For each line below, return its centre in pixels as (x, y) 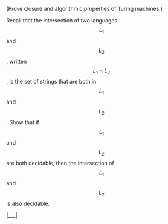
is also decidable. (28, 204)
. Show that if (23, 122)
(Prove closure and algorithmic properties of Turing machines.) (85, 9)
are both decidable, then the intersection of (60, 163)
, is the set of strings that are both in (51, 82)
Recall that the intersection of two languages (62, 20)
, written (17, 61)
